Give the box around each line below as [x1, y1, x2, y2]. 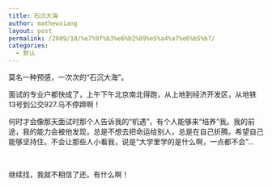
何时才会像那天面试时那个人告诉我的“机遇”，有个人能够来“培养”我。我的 [8, 117, 249, 126]
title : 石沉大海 [8, 11, 58, 20]
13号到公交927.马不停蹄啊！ [8, 100, 101, 109]
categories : [8, 42, 49, 50]
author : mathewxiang [8, 19, 79, 27]
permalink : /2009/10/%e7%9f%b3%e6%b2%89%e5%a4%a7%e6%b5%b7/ [8, 34, 216, 43]
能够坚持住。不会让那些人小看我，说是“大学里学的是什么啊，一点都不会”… [8, 137, 255, 146]
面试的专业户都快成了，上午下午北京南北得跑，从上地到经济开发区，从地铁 [8, 89, 257, 99]
